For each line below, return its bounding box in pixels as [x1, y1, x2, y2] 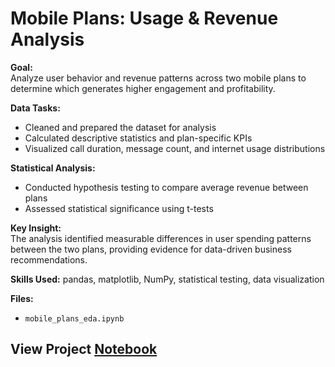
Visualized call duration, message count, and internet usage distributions [24, 142, 326, 154]
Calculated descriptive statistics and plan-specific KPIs [24, 132, 253, 144]
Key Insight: [10, 222, 62, 234]
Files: [10, 292, 34, 304]
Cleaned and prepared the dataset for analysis [24, 121, 217, 133]
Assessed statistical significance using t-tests [24, 202, 214, 214]
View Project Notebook [10, 341, 158, 358]
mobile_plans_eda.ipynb [24, 313, 125, 324]
